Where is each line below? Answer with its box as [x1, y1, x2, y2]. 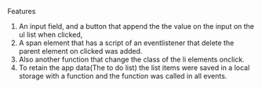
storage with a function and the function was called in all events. [18, 72, 227, 80]
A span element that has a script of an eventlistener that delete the [18, 38, 235, 48]
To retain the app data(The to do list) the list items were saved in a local [18, 63, 250, 72]
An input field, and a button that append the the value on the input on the [18, 22, 255, 30]
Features [7, 7, 36, 16]
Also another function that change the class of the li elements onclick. [18, 55, 245, 64]
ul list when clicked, [18, 30, 83, 39]
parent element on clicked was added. [18, 47, 143, 55]
